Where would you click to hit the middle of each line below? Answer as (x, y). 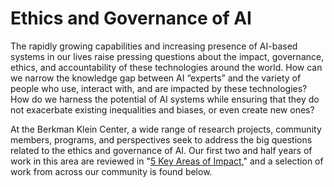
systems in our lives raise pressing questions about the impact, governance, (167, 56)
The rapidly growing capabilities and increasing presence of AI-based (154, 46)
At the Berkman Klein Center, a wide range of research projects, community (166, 129)
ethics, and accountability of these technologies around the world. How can (166, 67)
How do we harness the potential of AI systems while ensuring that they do (165, 99)
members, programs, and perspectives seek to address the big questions (161, 139)
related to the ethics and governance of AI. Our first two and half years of (161, 150)
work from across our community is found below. (111, 171)
